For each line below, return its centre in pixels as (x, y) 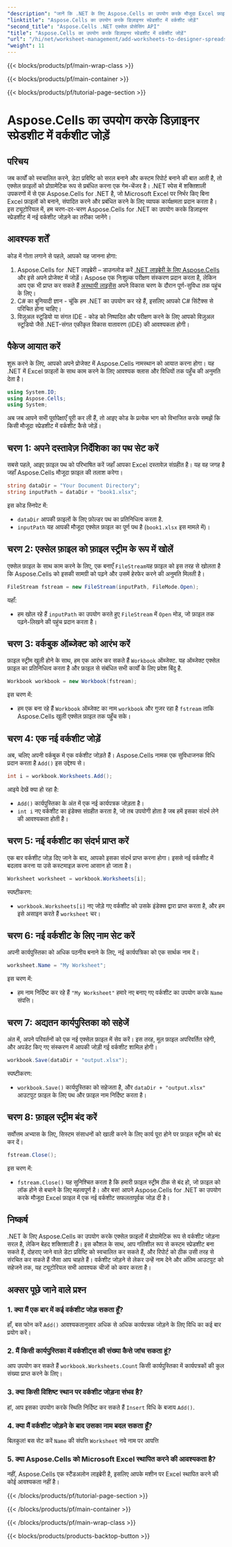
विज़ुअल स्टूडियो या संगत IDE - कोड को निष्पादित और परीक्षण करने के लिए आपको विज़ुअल (116, 317)
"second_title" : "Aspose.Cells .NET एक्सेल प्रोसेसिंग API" (84, 26)
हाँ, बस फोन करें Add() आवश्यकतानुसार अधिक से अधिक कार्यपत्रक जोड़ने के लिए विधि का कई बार (114, 1325)
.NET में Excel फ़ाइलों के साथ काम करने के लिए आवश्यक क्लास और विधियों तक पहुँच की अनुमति (114, 371)
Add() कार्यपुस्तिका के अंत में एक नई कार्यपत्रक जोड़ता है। (81, 803)
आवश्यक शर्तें (28, 239)
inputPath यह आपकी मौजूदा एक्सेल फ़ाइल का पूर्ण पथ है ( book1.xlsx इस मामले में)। (114, 527)
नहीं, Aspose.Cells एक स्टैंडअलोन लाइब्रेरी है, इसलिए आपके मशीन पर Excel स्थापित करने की (113, 1474)
